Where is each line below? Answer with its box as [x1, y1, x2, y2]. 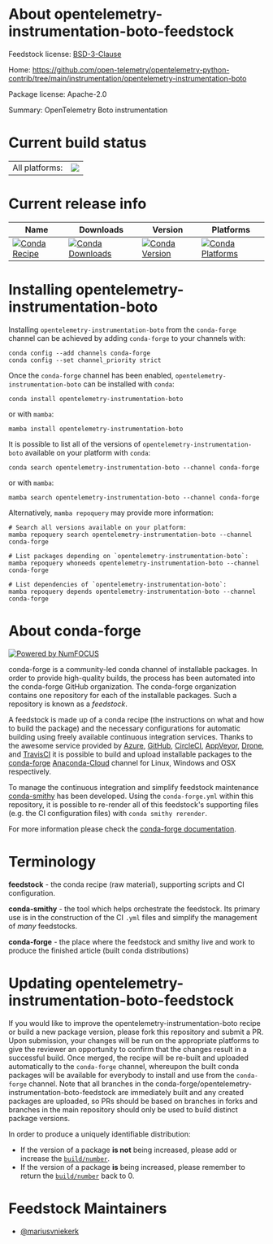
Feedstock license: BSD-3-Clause [8, 49, 122, 59]
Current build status [8, 133, 147, 152]
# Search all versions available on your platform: [8, 523, 187, 531]
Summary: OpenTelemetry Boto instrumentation [8, 105, 168, 115]
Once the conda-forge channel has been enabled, [8, 370, 174, 380]
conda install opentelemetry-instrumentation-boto [8, 395, 184, 403]
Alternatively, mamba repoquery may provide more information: [8, 508, 214, 517]
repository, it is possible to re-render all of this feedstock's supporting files [8, 799, 258, 810]
